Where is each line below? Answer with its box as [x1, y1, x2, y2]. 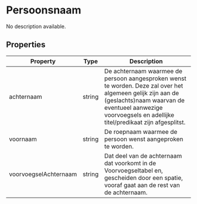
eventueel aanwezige [104, 103, 163, 112]
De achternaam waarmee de [104, 67, 183, 75]
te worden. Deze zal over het [104, 81, 184, 89]
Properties [6, 40, 46, 50]
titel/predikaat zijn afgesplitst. [104, 118, 186, 126]
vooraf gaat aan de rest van [104, 181, 180, 189]
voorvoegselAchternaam [9, 170, 77, 178]
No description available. [6, 23, 66, 30]
